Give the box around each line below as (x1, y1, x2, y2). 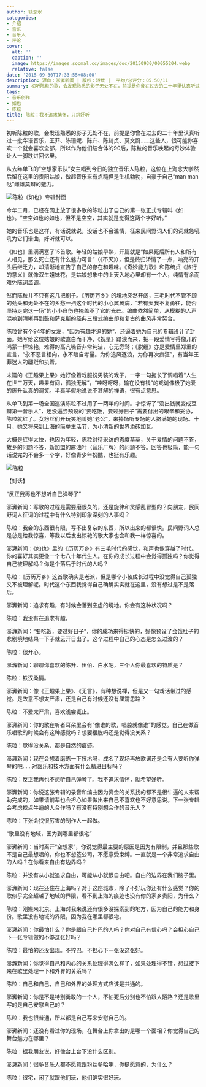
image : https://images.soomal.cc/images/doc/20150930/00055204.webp (12, 60, 191, 66)
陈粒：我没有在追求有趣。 (6, 615, 71, 622)
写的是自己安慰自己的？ (6, 1001, 66, 1008)
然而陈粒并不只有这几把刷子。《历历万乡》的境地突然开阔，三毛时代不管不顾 (6, 292, 197, 299)
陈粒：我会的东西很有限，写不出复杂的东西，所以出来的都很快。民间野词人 (6, 524, 194, 531)
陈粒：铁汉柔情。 (6, 674, 50, 682)
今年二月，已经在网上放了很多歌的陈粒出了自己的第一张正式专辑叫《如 (6, 207, 184, 214)
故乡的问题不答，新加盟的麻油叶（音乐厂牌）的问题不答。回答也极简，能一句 (6, 444, 200, 451)
